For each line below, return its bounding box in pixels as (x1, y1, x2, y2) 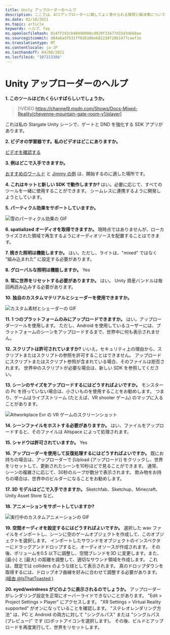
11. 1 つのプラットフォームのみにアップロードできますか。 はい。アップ (5, 316, 153, 322)
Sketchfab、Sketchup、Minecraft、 (86, 486, 160, 492)
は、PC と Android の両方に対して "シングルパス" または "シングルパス (13, 612, 160, 618)
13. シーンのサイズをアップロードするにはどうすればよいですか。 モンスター (5, 382, 164, 388)
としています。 (14, 194, 45, 200)
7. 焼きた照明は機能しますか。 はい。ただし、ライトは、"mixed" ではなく (5, 250, 158, 256)
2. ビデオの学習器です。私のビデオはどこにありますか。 (5, 139, 121, 145)
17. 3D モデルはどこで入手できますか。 (5, 486, 85, 492)
